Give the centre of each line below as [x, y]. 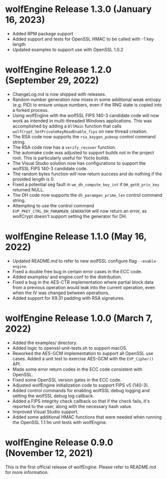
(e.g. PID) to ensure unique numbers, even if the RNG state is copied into [87, 105]
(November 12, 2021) [49, 453]
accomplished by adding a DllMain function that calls [67, 126]
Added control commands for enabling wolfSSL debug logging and [81, 390]
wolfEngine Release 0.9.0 [59, 442]
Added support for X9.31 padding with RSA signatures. [68, 298]
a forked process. [30, 110]
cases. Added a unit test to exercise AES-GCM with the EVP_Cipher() [83, 359]
